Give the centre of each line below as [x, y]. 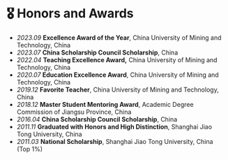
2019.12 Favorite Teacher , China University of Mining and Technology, [117, 89]
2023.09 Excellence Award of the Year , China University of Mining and [119, 37]
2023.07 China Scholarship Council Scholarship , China [97, 52]
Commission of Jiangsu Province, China [74, 112]
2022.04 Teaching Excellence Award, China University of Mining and [117, 59]
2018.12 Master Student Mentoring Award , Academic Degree [105, 104]
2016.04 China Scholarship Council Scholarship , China [97, 119]
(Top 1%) [30, 149]
